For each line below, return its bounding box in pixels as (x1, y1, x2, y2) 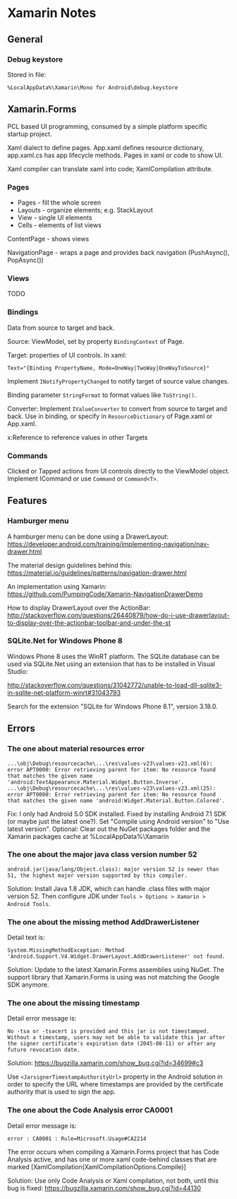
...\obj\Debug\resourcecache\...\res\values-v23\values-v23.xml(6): (7, 759, 213, 767)
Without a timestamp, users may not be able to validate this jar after (7, 1034, 226, 1041)
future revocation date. (7, 1046, 80, 1054)
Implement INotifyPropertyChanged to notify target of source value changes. (7, 377, 229, 385)
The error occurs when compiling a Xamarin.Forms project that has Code (7, 1147, 220, 1156)
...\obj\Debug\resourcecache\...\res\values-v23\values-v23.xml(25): (7, 784, 217, 792)
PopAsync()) (7, 256, 44, 264)
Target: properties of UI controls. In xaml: (7, 350, 127, 359)
